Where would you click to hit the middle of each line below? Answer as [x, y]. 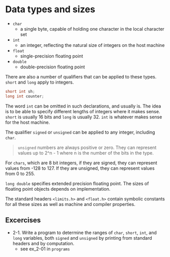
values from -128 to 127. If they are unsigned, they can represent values [80, 168]
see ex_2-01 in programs [45, 249]
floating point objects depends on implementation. [58, 189]
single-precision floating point [52, 56]
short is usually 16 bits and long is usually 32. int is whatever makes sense [84, 117]
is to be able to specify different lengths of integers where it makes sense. [83, 111]
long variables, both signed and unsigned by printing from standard [82, 238]
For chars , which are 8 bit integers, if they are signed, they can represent [81, 163]
